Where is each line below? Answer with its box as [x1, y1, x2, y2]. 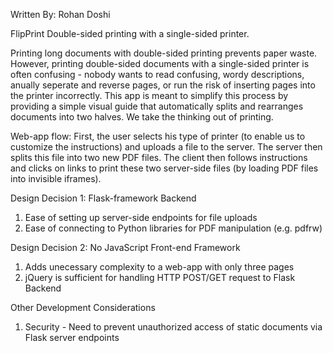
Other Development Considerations [10, 302, 156, 313]
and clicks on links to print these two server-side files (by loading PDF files [10, 162, 319, 174]
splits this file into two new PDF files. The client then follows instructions [10, 152, 308, 163]
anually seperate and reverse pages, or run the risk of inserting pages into [10, 79, 316, 91]
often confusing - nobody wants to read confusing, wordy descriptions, [10, 69, 305, 80]
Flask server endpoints [24, 332, 120, 343]
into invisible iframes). [10, 173, 102, 184]
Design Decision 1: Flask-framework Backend [10, 192, 197, 204]
